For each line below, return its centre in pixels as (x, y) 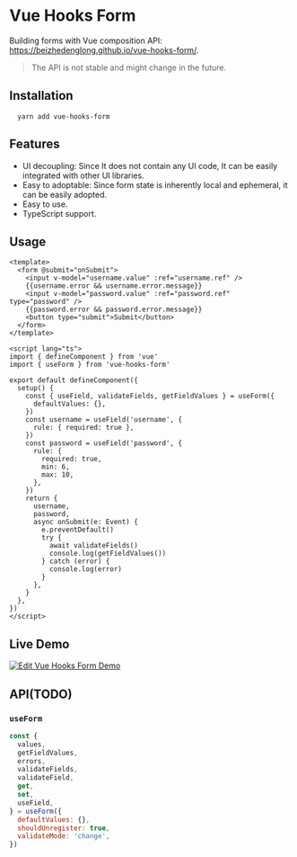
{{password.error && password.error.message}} (114, 310)
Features (35, 144)
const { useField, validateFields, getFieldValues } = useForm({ (150, 397)
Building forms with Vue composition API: (86, 40)
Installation (41, 96)
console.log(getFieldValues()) (108, 554)
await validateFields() (94, 546)
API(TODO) (41, 694)
